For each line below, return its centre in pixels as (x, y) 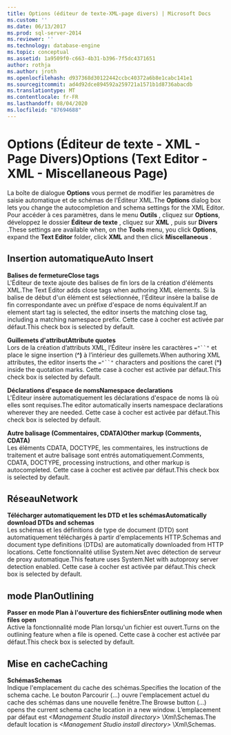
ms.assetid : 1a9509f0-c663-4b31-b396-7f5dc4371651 (81, 59)
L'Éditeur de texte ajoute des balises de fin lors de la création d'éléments (110, 282)
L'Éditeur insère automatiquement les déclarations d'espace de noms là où (113, 398)
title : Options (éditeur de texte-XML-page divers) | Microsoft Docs (109, 13)
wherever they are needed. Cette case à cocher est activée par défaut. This (114, 412)
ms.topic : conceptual (38, 53)
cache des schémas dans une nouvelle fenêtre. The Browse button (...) (107, 702)
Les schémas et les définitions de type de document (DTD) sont (98, 530)
